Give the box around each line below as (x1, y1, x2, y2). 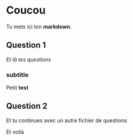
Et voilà (6, 128, 24, 135)
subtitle (6, 70, 29, 79)
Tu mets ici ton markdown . (6, 23, 72, 30)
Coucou (6, 4, 46, 17)
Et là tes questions (6, 56, 51, 63)
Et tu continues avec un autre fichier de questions (6, 116, 127, 124)
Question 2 (6, 101, 48, 111)
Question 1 (6, 40, 46, 50)
